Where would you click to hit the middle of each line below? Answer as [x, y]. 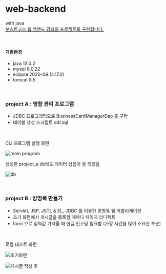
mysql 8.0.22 [26, 69]
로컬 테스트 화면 [21, 244]
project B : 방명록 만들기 [34, 199]
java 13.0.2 [24, 64]
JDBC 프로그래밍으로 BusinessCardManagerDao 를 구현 [70, 116]
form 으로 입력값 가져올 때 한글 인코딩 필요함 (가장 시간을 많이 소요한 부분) [87, 223]
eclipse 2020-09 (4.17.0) [38, 74]
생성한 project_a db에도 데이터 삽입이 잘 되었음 [53, 164]
